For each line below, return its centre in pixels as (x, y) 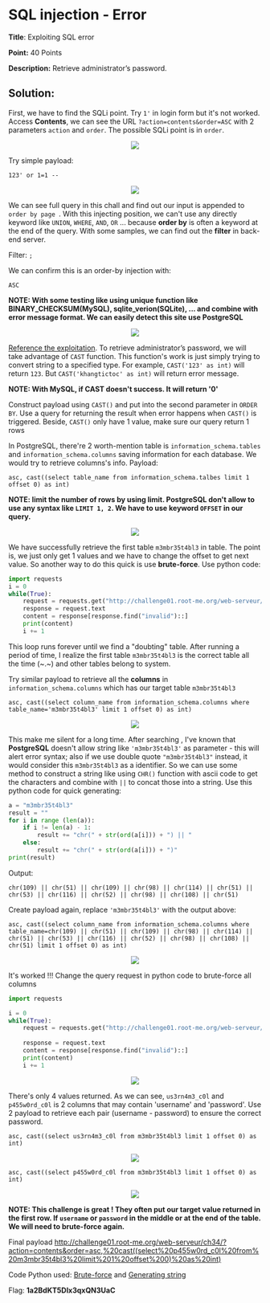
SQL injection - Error (78, 15)
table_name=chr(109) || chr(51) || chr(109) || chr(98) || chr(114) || (131, 931)
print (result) (32, 857)
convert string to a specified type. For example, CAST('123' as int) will (127, 365)
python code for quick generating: (65, 790)
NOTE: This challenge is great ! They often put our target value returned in (135, 1209)
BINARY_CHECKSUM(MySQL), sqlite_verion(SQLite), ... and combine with (133, 308)
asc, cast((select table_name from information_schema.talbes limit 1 (129, 477)
